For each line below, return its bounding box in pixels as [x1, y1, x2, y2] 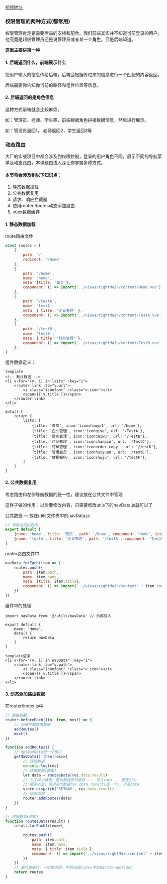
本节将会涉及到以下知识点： [5, 172, 62, 178]
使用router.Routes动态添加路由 [12, 203, 76, 209]
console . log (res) [23, 763, 59, 768]
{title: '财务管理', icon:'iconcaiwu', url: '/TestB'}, [31, 434, 147, 439]
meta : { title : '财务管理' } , [23, 336, 83, 341]
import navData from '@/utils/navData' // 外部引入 [5, 613, 112, 619]
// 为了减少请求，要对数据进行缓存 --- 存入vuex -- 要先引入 [23, 777, 137, 782]
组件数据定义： [5, 359, 36, 365]
